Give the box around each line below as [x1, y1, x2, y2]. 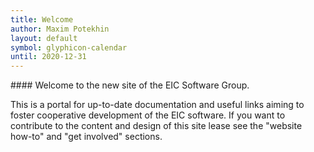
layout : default [10, 33, 78, 43]
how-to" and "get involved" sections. [10, 131, 163, 143]
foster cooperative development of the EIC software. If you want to [10, 109, 286, 121]
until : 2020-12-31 [10, 52, 87, 62]
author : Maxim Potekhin [10, 24, 110, 34]
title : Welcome [10, 14, 74, 25]
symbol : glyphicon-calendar [10, 42, 128, 53]
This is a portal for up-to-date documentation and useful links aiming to [10, 99, 305, 111]
